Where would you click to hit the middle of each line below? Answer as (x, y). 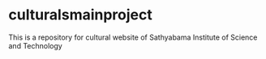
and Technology (35, 45)
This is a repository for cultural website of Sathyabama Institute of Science (133, 37)
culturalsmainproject (80, 15)
